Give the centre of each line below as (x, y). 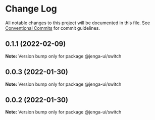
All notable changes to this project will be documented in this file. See (78, 23)
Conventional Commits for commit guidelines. (53, 28)
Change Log (31, 9)
